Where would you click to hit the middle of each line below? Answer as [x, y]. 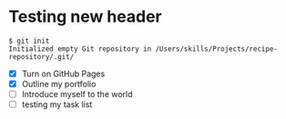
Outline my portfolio [59, 84]
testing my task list [57, 104]
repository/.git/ [41, 56]
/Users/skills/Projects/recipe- [217, 49]
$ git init [29, 41]
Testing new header [85, 17]
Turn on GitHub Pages [63, 74]
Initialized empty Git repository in [80, 49]
